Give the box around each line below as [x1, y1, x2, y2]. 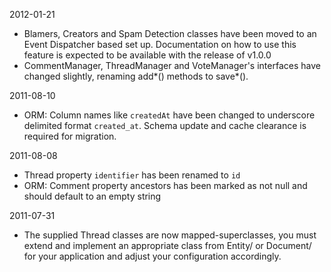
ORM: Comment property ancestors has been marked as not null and [23, 180, 308, 191]
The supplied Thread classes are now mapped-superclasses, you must [23, 229, 317, 241]
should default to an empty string [23, 190, 162, 202]
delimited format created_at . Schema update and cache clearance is [23, 120, 307, 131]
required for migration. [23, 130, 117, 142]
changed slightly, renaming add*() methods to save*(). [23, 70, 249, 82]
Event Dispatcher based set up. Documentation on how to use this [23, 39, 297, 50]
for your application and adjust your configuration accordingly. [23, 250, 282, 262]
